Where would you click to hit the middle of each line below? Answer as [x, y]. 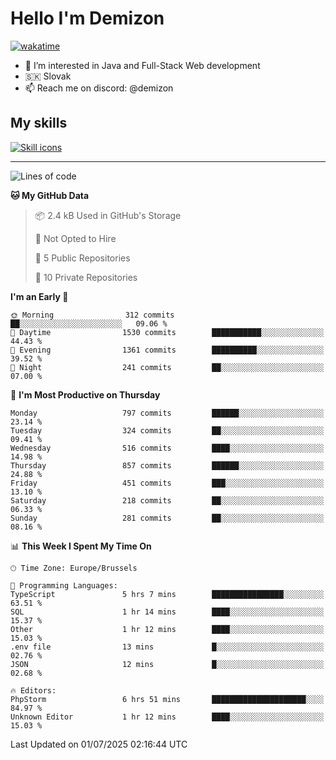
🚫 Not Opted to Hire [75, 238]
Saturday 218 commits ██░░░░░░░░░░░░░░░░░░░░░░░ [167, 500]
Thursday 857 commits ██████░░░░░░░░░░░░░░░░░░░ [167, 465]
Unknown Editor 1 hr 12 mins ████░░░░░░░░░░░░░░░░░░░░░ [167, 717]
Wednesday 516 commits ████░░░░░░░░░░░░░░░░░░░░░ [167, 448]
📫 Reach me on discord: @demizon [99, 88]
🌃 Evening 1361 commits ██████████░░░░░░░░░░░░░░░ [167, 350]
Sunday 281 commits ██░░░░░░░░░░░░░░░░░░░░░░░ [167, 518]
